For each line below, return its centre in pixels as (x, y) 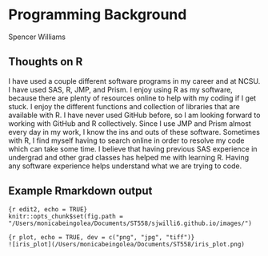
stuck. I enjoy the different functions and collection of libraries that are (124, 106)
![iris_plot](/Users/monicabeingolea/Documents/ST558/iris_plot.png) (127, 244)
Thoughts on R (46, 62)
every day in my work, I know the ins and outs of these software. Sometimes (134, 132)
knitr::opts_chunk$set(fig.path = (66, 216)
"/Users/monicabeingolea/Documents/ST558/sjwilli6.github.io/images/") (130, 223)
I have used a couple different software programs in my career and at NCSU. (134, 81)
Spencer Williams (37, 37)
